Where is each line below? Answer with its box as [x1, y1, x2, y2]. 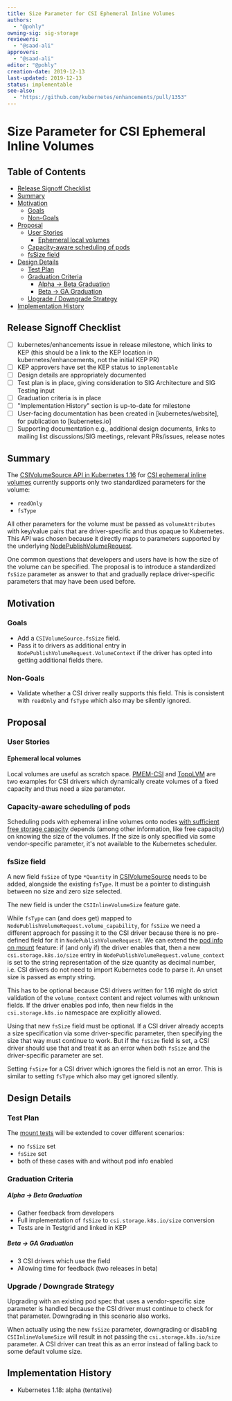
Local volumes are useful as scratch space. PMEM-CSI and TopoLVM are [7, 769, 216, 778]
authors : [7, 17, 33, 24]
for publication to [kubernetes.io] [17, 417, 112, 426]
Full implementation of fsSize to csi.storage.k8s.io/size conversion [17, 1216, 215, 1224]
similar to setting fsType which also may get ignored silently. [7, 1072, 179, 1080]
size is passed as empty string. [7, 973, 96, 981]
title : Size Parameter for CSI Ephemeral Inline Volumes [7, 10, 175, 17]
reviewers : [7, 36, 39, 43]
